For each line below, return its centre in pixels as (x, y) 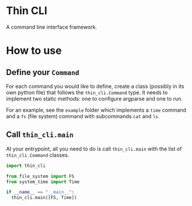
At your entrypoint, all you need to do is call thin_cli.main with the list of (94, 149)
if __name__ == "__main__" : (40, 192)
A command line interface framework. (52, 27)
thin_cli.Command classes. (38, 155)
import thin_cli (26, 166)
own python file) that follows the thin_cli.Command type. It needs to (87, 92)
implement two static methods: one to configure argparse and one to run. (95, 98)
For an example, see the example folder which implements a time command (96, 110)
